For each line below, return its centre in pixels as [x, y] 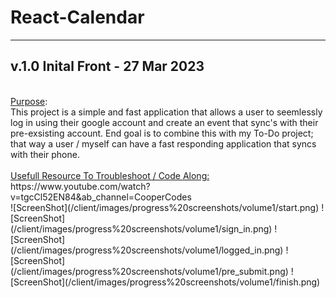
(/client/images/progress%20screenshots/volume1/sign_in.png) [141, 228]
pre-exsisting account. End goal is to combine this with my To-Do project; [162, 133]
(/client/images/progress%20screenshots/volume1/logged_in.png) [147, 250]
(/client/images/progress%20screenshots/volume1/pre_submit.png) [149, 271]
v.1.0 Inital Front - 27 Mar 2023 [107, 66]
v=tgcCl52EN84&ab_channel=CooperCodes [101, 197]
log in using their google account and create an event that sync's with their [164, 122]
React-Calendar [77, 17]
